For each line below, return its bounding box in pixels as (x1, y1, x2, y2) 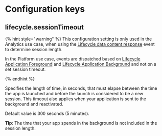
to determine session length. (5, 47, 63, 52)
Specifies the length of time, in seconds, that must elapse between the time (5, 85, 158, 91)
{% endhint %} (5, 76, 35, 82)
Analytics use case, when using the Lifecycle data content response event (5, 41, 155, 47)
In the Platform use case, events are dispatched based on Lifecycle (5, 56, 140, 62)
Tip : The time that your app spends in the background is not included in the (5, 120, 158, 126)
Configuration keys (5, 3, 85, 15)
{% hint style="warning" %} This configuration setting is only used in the (5, 36, 152, 42)
